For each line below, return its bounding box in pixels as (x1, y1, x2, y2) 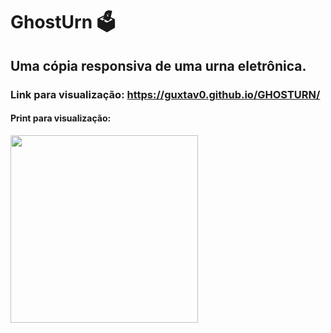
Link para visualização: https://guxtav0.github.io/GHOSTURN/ (10, 87, 321, 101)
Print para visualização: (10, 112, 112, 124)
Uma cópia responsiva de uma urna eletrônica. (10, 57, 307, 74)
